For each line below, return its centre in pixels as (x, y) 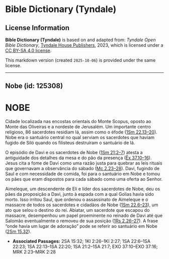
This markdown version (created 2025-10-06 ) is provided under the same (80, 60)
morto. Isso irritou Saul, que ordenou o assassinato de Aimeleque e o (77, 200)
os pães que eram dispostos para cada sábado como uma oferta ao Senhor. (84, 179)
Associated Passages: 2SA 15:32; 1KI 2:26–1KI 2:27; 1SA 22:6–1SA (81, 241)
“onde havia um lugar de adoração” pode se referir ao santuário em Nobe (81, 226)
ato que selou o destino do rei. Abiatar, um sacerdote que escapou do (77, 210)
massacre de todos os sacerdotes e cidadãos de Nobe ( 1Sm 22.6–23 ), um (82, 205)
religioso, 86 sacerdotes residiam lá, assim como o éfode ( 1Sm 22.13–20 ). (81, 132)
